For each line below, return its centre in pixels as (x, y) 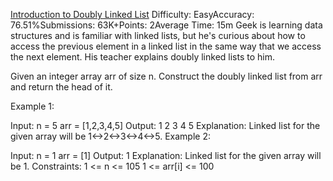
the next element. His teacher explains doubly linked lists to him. (143, 57)
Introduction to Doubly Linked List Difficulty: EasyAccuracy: (132, 14)
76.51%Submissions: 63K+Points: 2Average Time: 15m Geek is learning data (166, 25)
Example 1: (32, 106)
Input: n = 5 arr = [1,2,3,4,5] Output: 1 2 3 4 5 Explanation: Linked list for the (165, 125)
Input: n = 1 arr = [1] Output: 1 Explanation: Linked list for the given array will (166, 155)
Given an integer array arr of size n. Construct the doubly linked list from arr (166, 76)
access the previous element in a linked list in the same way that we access (166, 46)
